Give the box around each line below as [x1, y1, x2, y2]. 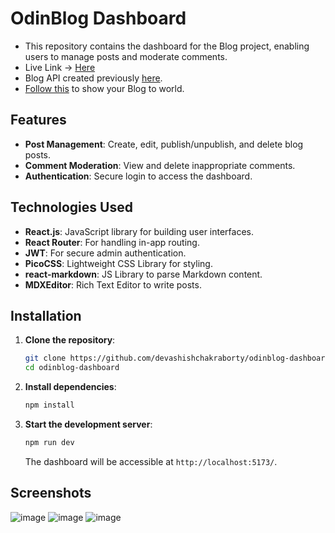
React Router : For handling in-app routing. [24, 236, 200, 248]
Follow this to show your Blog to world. [24, 82, 185, 94]
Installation [10, 307, 82, 324]
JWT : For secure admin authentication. [24, 247, 187, 259]
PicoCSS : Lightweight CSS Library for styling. [24, 257, 213, 269]
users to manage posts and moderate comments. [24, 50, 228, 62]
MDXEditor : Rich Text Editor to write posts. [24, 278, 202, 291]
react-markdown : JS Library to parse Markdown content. [24, 268, 263, 280]
